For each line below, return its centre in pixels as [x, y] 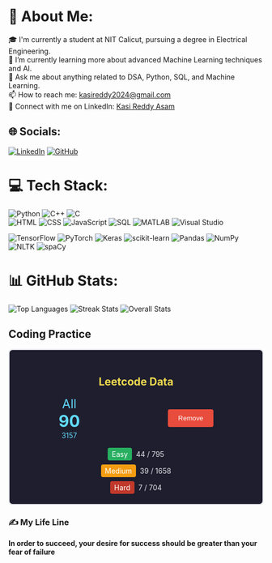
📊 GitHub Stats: [64, 281]
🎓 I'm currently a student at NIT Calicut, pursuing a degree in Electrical [128, 39]
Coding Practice [50, 334]
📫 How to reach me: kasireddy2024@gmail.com [90, 94]
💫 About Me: [51, 17]
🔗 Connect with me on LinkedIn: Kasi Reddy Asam [92, 106]
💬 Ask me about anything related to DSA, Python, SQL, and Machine [122, 77]
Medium [118, 471]
